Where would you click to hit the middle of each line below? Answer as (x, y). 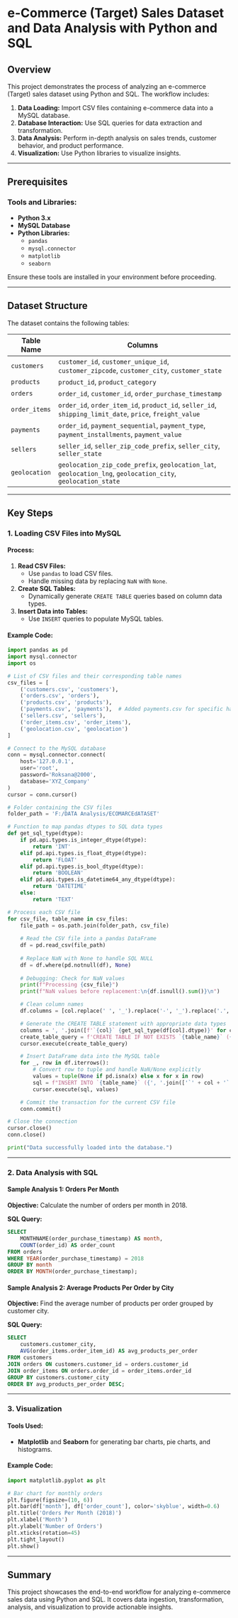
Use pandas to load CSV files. (70, 574)
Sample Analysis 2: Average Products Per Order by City (91, 1288)
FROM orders (25, 1251)
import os (22, 663)
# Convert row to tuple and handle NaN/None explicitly (117, 1070)
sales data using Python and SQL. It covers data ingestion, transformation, (116, 1600)
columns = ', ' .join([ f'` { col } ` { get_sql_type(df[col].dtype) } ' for (123, 1030)
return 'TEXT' (53, 899)
